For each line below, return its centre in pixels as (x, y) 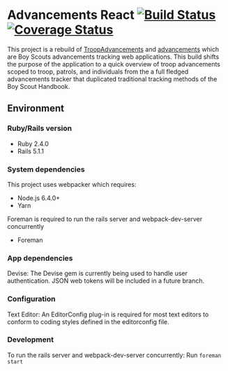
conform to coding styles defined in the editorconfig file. (88, 321)
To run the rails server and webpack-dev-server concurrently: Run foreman (114, 355)
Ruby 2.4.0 (33, 143)
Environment (36, 108)
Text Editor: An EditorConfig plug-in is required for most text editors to (108, 314)
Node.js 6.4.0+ (39, 198)
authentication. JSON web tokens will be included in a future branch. (106, 281)
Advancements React (71, 15)
